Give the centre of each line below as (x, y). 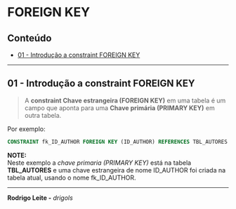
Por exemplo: (26, 129)
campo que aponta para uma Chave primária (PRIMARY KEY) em (120, 108)
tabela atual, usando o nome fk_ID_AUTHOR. (72, 177)
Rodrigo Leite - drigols (40, 198)
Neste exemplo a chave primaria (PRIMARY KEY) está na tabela (99, 163)
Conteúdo (29, 38)
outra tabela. (43, 115)
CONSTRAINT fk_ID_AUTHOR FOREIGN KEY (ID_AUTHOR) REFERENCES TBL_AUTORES (118, 142)
